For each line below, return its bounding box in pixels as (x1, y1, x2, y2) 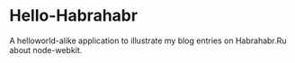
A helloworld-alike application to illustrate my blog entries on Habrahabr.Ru (9, 35, 287, 46)
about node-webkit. (9, 44, 83, 55)
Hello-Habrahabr (9, 5, 138, 26)
